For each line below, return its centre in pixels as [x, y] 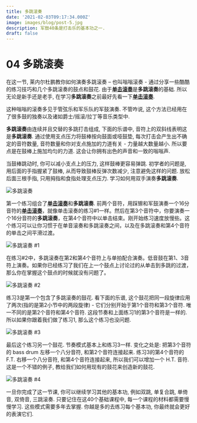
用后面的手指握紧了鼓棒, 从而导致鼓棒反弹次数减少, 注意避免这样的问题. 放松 [98, 171]
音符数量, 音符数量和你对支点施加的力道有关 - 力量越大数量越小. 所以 [99, 144]
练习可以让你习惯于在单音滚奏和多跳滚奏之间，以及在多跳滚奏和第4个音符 [100, 226]
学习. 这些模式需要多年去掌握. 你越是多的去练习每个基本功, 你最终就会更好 [100, 407]
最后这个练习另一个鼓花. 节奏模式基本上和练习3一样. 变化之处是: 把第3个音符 [99, 345]
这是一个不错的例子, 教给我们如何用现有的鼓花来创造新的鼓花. [81, 367]
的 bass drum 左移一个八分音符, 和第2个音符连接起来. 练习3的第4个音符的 [95, 352]
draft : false [22, 34]
